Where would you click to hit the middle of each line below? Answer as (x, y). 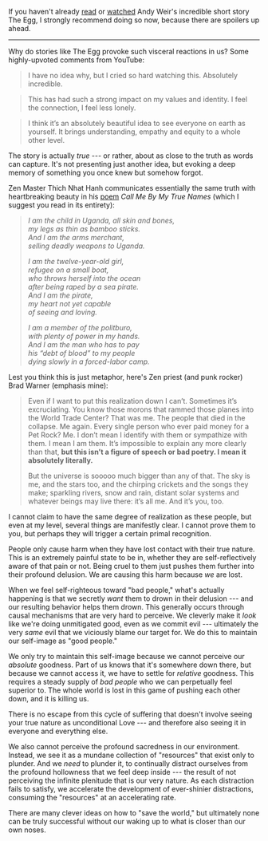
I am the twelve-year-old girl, (76, 261)
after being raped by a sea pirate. (83, 287)
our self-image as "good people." (63, 641)
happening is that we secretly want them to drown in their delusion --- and (131, 598)
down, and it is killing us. (49, 699)
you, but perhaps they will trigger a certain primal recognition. (110, 533)
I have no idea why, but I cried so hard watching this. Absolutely (132, 75)
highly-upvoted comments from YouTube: (77, 60)
